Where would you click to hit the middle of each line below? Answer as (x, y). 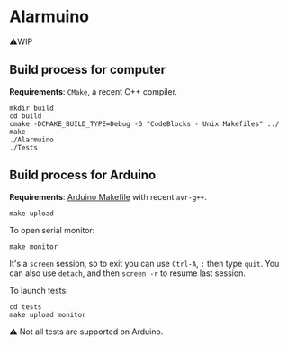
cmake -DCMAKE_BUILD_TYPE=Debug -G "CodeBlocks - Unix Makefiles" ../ (144, 123)
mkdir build (31, 108)
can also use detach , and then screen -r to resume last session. (127, 273)
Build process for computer (88, 70)
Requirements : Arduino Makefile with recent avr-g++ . (108, 196)
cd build (26, 116)
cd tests (26, 307)
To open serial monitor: (52, 230)
